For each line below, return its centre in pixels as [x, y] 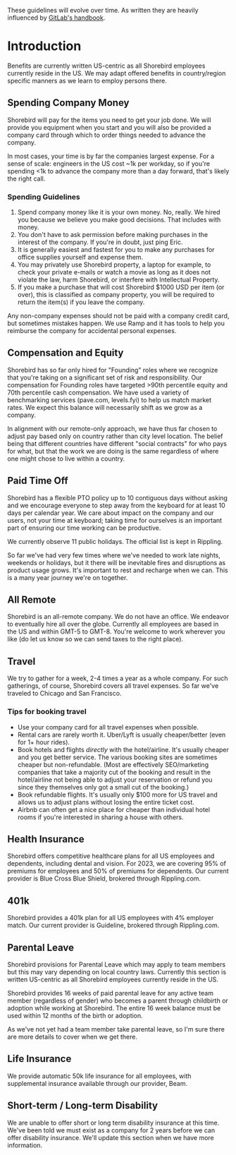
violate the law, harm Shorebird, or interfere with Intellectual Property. [118, 280]
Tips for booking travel [47, 712]
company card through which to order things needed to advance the [107, 135]
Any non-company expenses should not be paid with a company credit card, [118, 316]
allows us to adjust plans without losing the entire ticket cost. [106, 802]
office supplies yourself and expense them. [80, 258]
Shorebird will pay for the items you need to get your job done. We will [109, 120]
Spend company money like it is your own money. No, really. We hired [119, 212]
